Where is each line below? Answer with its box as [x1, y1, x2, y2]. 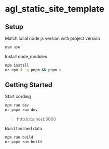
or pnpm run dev [5, 107, 38, 112]
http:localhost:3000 [16, 116, 56, 122]
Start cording [5, 93, 31, 100]
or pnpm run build [5, 139, 42, 145]
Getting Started [5, 81, 53, 89]
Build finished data [5, 126, 42, 132]
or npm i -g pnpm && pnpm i [5, 67, 62, 72]
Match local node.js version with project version [5, 35, 100, 41]
